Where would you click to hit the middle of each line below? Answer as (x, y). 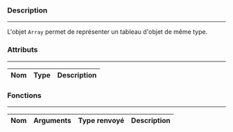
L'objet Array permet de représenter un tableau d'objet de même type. (107, 32)
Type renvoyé (101, 120)
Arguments (52, 120)
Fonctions (24, 95)
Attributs (23, 50)
